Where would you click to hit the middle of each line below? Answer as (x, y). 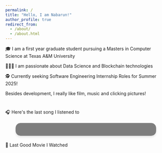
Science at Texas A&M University (40, 56)
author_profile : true (28, 19)
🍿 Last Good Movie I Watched (37, 145)
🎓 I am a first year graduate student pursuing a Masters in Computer (78, 49)
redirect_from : (21, 24)
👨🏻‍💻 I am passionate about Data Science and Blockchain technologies (79, 66)
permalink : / (19, 10)
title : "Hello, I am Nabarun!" (39, 15)
